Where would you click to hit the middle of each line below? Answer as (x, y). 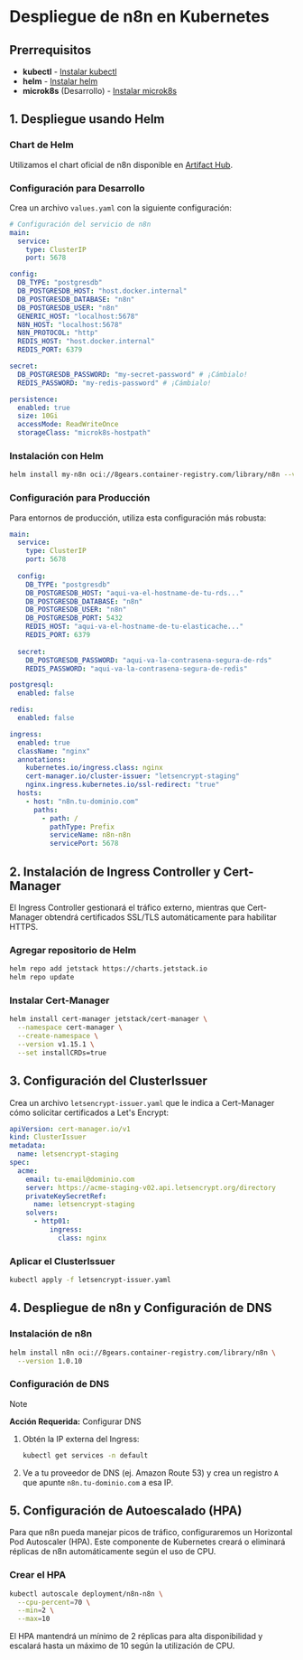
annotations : (42, 760)
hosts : (30, 793)
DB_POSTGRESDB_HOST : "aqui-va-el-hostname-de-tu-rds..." (135, 593)
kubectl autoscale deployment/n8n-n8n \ (87, 1594)
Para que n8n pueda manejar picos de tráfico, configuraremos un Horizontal (151, 1533)
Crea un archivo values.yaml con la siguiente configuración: (121, 207)
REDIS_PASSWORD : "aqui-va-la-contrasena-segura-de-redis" (137, 669)
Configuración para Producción (80, 498)
